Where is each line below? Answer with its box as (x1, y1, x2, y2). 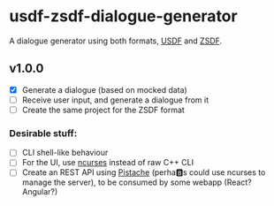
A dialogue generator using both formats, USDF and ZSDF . (9, 35, 223, 46)
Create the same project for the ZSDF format (21, 104, 186, 115)
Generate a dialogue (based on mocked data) (21, 84, 187, 95)
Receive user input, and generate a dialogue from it (21, 95, 209, 105)
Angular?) (21, 187, 58, 197)
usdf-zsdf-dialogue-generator (9, 6, 238, 27)
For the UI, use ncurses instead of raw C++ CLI (21, 157, 194, 168)
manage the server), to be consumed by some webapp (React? (21, 177, 252, 187)
